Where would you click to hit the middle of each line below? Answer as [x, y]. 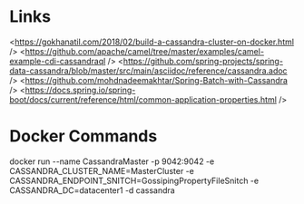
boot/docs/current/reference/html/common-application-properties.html [143, 99]
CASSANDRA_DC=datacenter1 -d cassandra [92, 190]
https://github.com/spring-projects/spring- [203, 61]
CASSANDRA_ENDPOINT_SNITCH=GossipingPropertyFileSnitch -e [134, 180]
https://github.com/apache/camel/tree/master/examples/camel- [145, 51]
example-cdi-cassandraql [58, 61]
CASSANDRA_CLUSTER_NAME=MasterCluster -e [102, 170]
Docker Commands [83, 136]
